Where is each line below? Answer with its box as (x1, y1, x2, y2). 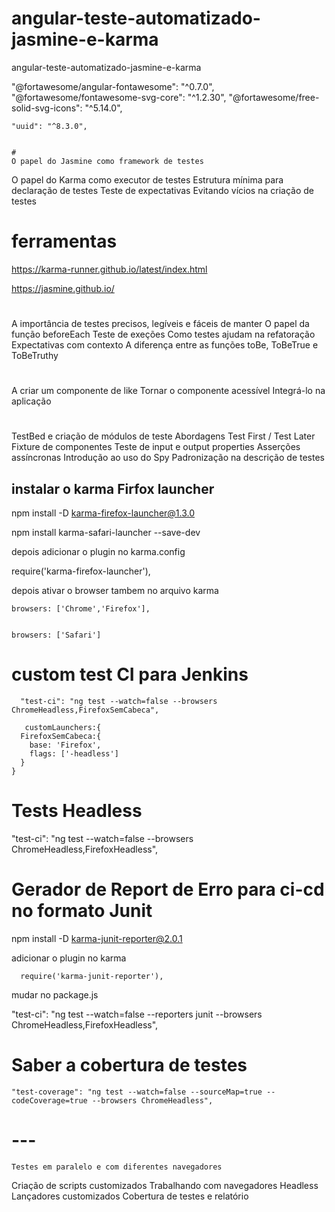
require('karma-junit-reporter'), (20, 972, 164, 982)
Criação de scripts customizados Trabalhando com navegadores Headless (11, 1179, 319, 1191)
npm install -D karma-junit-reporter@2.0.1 (11, 933, 183, 945)
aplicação (11, 395, 52, 407)
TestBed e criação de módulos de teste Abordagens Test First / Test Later (11, 430, 316, 442)
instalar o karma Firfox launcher (11, 480, 215, 497)
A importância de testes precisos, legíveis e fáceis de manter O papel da (11, 318, 310, 330)
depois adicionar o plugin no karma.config (11, 546, 186, 558)
